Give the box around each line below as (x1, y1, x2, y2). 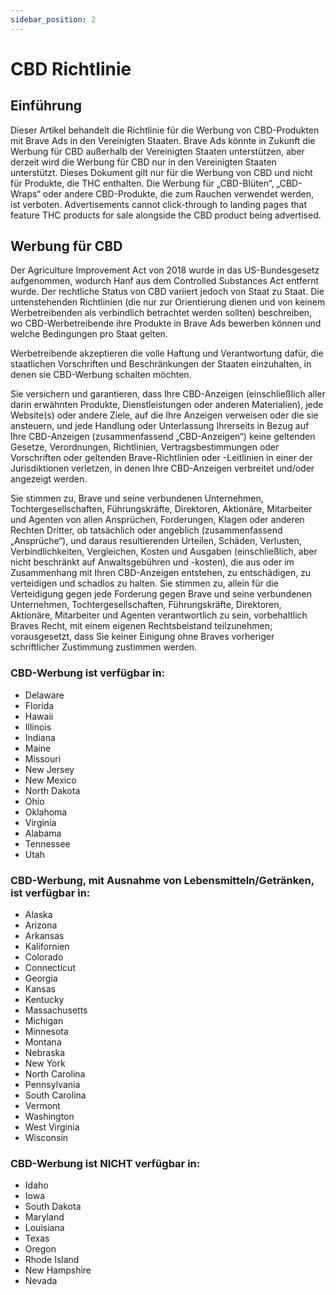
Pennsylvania (24, 1079, 81, 1091)
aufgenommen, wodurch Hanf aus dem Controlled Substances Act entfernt (10, 275, 319, 287)
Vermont (24, 1100, 61, 1112)
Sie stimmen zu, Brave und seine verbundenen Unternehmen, (10, 492, 264, 505)
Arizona (24, 919, 58, 931)
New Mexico (24, 774, 77, 786)
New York (24, 1057, 66, 1070)
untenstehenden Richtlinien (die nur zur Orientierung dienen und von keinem (10, 296, 326, 308)
